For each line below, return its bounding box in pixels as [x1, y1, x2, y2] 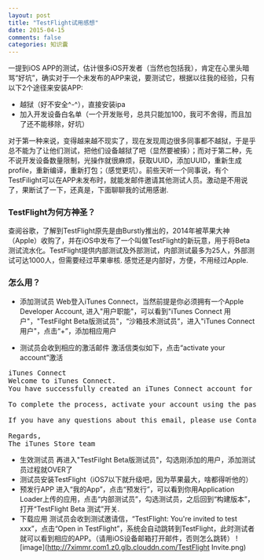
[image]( [19, 542, 48, 551]
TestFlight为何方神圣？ [8, 207, 96, 218]
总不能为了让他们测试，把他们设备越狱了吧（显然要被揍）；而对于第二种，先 [8, 146, 253, 156]
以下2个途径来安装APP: [8, 83, 84, 93]
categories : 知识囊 [8, 41, 68, 49]
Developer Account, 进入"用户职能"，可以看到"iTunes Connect [19, 306, 222, 315]
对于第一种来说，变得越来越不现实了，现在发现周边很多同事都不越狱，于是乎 [8, 136, 256, 146]
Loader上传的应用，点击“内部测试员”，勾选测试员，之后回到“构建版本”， [19, 494, 255, 503]
